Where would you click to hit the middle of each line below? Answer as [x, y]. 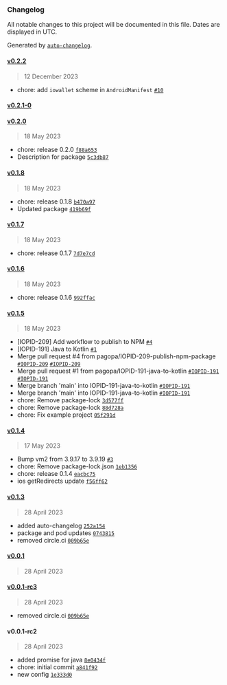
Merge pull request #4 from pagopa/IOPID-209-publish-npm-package [116, 356]
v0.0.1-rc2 [22, 631]
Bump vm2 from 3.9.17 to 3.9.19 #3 [65, 459]
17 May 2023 [42, 446]
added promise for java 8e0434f [61, 660]
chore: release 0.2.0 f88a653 [57, 150]
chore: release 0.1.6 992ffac [56, 297]
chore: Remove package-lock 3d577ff [70, 400]
